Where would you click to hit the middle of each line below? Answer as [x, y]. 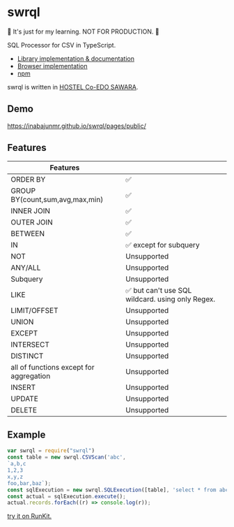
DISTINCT [27, 356]
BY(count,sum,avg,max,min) [57, 199]
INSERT [23, 387]
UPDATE [24, 398]
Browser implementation [52, 66]
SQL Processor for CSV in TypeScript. [62, 45]
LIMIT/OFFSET [34, 310]
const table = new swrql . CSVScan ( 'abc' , [67, 457]
